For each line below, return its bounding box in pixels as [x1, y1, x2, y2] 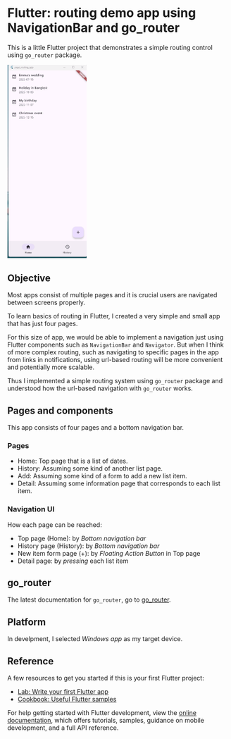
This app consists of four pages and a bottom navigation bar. [7, 423, 185, 431]
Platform [7, 616, 46, 628]
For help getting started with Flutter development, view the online [7, 709, 197, 717]
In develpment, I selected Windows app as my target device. [7, 635, 183, 643]
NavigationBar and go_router [7, 20, 180, 36]
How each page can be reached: [7, 520, 102, 529]
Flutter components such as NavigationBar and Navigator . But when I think [7, 340, 224, 349]
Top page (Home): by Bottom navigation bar [17, 534, 146, 542]
